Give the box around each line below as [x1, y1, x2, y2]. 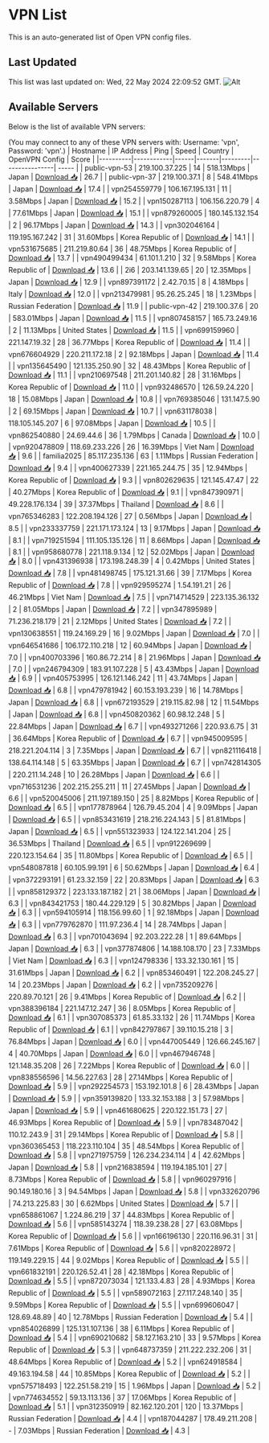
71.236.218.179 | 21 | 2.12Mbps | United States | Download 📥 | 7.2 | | [8, 616, 231, 626]
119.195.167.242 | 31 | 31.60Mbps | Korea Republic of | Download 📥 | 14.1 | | [8, 232, 255, 242]
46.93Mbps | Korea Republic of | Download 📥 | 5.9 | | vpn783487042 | [8, 1117, 243, 1127]
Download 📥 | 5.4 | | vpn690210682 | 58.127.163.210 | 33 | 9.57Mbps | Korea [8, 1333, 262, 1342]
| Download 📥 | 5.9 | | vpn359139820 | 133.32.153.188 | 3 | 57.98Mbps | [8, 1093, 245, 1103]
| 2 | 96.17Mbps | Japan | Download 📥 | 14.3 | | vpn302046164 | [8, 220, 220, 230]
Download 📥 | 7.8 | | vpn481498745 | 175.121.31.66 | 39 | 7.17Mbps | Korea [8, 568, 252, 578]
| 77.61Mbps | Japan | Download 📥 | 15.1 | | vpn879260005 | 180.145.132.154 [8, 208, 259, 218]
